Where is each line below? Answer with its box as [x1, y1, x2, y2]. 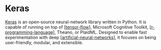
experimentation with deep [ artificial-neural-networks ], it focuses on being [5, 34, 156, 40]
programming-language [5, 29, 53, 35]
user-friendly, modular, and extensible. [5, 39, 83, 45]
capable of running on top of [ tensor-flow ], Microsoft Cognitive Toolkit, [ [5, 24, 151, 30]
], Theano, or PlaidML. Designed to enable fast [53, 29, 147, 35]
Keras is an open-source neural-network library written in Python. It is [5, 19, 146, 25]
